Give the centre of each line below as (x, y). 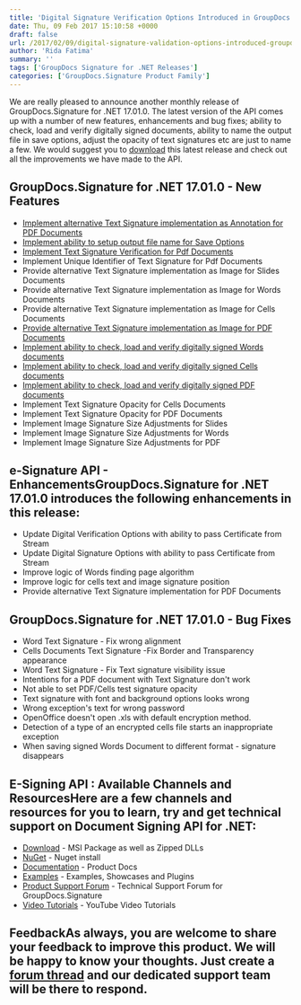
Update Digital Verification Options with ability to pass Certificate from (152, 534)
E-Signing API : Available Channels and (120, 784)
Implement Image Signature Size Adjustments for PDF (121, 442)
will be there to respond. (78, 989)
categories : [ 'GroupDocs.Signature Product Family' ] (110, 76)
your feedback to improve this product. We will (142, 947)
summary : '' (31, 59)
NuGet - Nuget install (61, 857)
